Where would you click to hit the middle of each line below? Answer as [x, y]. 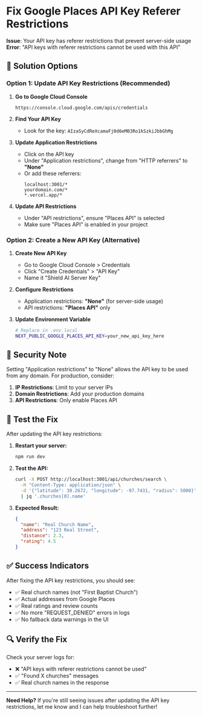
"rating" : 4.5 [38, 542]
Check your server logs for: [40, 657]
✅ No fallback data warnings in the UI [62, 619]
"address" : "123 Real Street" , [60, 530]
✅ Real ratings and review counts [56, 605]
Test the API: [31, 468]
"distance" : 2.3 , [43, 536]
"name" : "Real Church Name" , [57, 524]
